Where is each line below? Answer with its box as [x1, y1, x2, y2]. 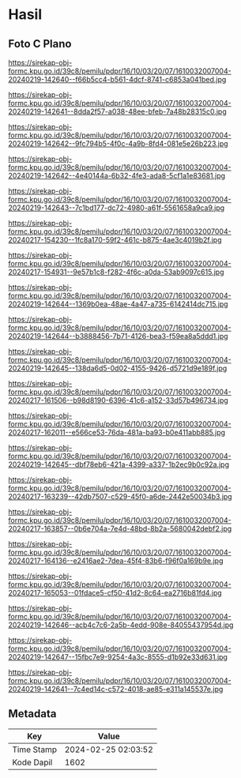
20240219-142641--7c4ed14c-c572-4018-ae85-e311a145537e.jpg [8, 685, 224, 693]
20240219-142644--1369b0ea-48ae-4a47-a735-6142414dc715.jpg [8, 299, 228, 309]
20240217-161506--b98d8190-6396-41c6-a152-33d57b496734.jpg [8, 396, 229, 404]
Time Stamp [12, 744, 58, 755]
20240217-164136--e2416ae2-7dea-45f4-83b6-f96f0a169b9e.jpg [8, 556, 224, 566]
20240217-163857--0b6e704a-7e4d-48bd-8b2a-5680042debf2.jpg [8, 524, 232, 533]
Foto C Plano [8, 37, 72, 51]
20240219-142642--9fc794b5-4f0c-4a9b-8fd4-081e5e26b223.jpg [8, 139, 228, 148]
